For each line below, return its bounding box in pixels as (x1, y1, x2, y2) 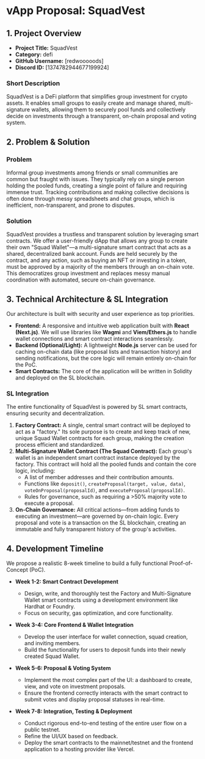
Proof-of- (168, 559, 193, 567)
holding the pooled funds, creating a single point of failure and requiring (6, 182, 187, 189)
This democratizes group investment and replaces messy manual (6, 270, 170, 277)
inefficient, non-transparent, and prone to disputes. (6, 201, 135, 209)
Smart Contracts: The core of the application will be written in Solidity (15, 368, 192, 375)
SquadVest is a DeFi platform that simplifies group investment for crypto (6, 93, 188, 100)
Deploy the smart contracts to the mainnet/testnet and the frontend (24, 739, 193, 747)
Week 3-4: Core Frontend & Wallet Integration (15, 621, 134, 629)
